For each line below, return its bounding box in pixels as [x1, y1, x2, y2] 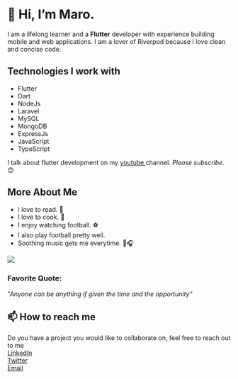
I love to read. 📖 [17, 205, 64, 213]
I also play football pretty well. [17, 230, 106, 239]
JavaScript [17, 137, 50, 145]
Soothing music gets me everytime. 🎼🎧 [17, 239, 134, 247]
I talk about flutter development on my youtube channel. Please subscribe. [7, 158, 225, 166]
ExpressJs [17, 129, 48, 137]
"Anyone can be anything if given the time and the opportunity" [7, 290, 193, 298]
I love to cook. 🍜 [17, 213, 65, 221]
